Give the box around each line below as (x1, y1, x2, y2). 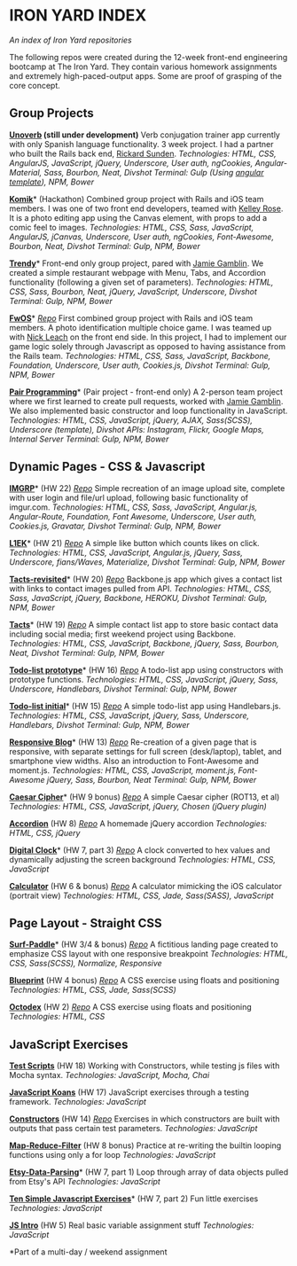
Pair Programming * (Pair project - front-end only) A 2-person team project (9, 387, 284, 397)
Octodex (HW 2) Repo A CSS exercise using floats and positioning (9, 1002, 253, 1012)
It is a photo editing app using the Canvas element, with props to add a (9, 212, 268, 223)
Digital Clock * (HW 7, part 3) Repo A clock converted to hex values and (9, 844, 270, 856)
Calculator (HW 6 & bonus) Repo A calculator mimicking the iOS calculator (9, 880, 282, 891)
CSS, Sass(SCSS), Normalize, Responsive (9, 958, 162, 969)
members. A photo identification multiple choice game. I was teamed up (9, 322, 272, 332)
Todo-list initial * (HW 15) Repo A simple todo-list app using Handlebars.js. (9, 700, 282, 711)
